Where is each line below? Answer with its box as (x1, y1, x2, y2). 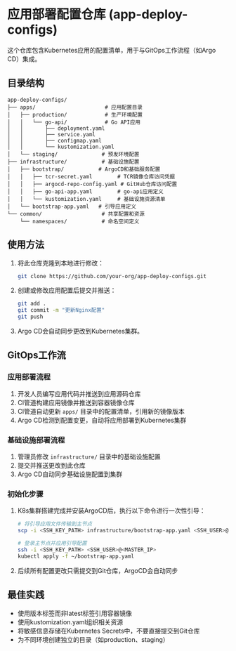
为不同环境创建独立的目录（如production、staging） (17, 635, 170, 643)
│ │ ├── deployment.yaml (7, 124, 105, 132)
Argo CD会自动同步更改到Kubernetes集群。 (17, 327, 144, 336)
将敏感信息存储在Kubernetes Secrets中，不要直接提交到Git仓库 (17, 626, 200, 635)
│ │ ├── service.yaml (7, 131, 96, 138)
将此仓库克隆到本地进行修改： (17, 258, 104, 267)
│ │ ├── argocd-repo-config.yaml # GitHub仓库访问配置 (7, 180, 178, 188)
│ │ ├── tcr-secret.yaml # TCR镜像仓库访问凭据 (7, 173, 176, 180)
